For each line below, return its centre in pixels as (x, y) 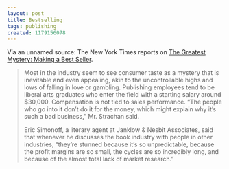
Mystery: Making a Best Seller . (50, 60)
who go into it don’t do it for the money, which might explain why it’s (120, 109)
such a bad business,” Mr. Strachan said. (82, 117)
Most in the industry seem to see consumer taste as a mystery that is (121, 73)
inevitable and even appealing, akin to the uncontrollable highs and (118, 80)
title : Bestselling (35, 20)
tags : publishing (32, 26)
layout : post (26, 13)
